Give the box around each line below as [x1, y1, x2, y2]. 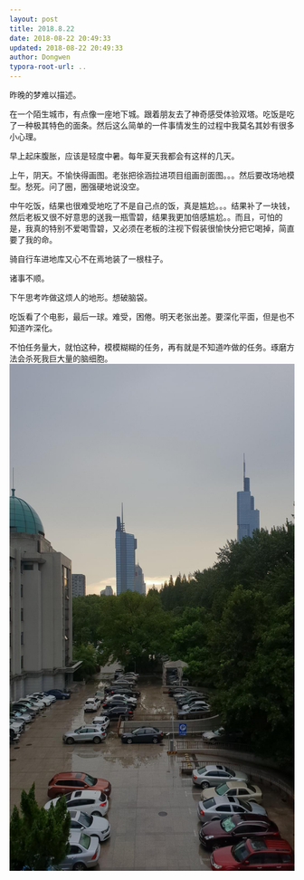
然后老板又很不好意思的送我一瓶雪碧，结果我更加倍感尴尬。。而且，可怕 [9, 212, 275, 222]
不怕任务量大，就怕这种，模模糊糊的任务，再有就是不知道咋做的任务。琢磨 [9, 342, 287, 352]
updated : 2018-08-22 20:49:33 [9, 43, 124, 53]
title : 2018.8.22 [9, 24, 75, 33]
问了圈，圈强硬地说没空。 [48, 181, 145, 192]
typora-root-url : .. [9, 62, 88, 72]
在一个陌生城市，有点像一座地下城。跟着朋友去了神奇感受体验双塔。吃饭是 [9, 109, 287, 120]
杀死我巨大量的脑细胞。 [24, 353, 113, 364]
